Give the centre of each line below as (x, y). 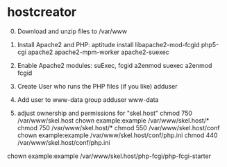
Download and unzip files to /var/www (72, 31)
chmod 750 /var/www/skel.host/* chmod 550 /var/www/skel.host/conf (118, 128)
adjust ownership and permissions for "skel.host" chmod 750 (105, 113)
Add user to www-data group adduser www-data (88, 99)
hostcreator (42, 12)
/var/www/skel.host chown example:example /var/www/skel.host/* (113, 120)
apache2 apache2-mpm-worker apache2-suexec (99, 52)
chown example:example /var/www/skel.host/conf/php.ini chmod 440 (117, 135)
